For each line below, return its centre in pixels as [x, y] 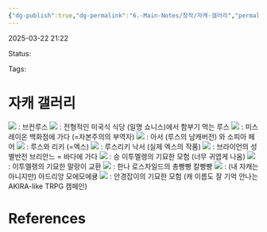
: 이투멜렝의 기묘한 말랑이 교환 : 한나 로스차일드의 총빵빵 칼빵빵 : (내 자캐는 [133, 166]
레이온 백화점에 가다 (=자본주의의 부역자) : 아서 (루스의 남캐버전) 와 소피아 [128, 136]
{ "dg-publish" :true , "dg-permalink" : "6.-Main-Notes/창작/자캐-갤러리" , [122, 15]
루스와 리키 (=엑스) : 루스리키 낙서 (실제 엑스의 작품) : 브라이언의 [139, 146]
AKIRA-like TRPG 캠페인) [48, 186]
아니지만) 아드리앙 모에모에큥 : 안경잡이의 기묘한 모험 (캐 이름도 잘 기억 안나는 [133, 176]
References [47, 218]
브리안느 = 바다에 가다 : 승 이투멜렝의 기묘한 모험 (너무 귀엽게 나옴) [137, 156]
